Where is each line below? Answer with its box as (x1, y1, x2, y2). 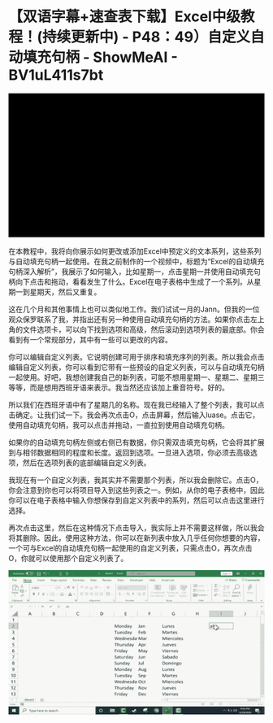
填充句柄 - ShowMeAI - (23, 48, 179, 67)
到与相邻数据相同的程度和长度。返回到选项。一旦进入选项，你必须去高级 (8, 448, 250, 458)
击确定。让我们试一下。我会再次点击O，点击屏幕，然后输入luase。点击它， (8, 410, 260, 420)
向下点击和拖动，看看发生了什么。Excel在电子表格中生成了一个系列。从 (15, 277, 254, 287)
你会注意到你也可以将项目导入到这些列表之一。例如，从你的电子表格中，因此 (8, 486, 265, 495)
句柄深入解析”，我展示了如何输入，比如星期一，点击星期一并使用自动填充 (8, 267, 254, 277)
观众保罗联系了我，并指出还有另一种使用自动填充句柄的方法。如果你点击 (8, 315, 250, 324)
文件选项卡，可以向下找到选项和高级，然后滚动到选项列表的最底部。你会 (22, 324, 265, 334)
